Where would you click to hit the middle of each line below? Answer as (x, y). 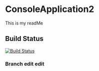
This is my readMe (24, 23)
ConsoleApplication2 (50, 9)
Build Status (24, 39)
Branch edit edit (25, 63)
